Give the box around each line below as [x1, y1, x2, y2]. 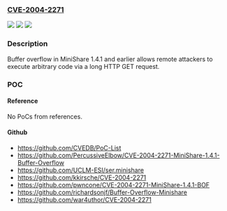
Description [7, 39, 48, 49]
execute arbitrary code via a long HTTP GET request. [7, 62, 160, 70]
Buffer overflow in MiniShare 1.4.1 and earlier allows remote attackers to [7, 54, 213, 63]
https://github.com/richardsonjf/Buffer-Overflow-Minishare [17, 188, 187, 196]
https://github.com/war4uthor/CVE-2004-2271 [17, 195, 152, 203]
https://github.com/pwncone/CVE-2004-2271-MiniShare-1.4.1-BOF [17, 180, 210, 189]
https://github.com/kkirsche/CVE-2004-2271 [17, 173, 147, 182]
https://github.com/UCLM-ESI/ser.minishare [17, 166, 145, 174]
